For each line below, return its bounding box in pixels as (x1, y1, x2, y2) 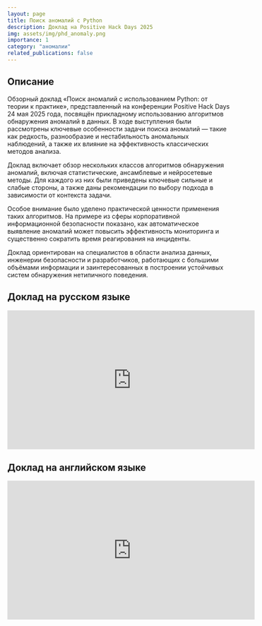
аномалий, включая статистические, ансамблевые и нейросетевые (7, 168, 213, 176)
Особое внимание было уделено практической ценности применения (7, 204, 220, 212)
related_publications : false (7, 50, 93, 57)
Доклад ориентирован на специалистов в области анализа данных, (7, 248, 212, 256)
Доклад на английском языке (7, 462, 146, 474)
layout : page (7, 10, 46, 18)
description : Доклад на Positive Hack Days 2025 (7, 23, 153, 30)
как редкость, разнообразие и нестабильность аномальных (7, 132, 189, 140)
